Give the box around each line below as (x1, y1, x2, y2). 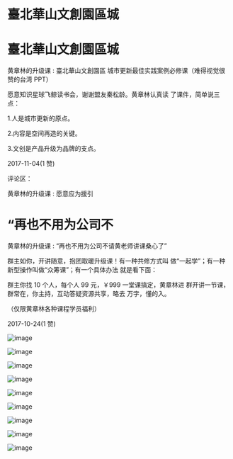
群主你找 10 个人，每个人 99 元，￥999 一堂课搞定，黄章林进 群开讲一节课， (7, 280, 230, 289)
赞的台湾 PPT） (7, 75, 52, 84)
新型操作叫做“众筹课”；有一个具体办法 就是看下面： (7, 266, 158, 274)
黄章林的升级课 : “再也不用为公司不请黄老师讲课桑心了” (7, 242, 168, 250)
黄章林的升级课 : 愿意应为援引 (7, 189, 93, 198)
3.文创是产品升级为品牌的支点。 (7, 144, 101, 153)
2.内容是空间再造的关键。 (7, 129, 81, 138)
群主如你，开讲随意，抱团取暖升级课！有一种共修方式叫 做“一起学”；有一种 (7, 256, 226, 266)
